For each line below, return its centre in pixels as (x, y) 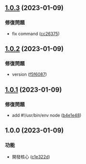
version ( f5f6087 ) (29, 74)
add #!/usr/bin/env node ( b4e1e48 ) (47, 115)
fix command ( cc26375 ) (36, 33)
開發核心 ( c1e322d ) (31, 157)
